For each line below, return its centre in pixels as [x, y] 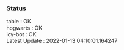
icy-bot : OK [21, 34]
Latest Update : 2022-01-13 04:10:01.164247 [62, 41]
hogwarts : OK [24, 28]
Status [16, 8]
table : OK [19, 22]
